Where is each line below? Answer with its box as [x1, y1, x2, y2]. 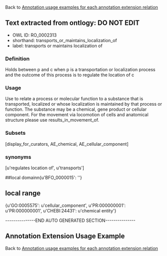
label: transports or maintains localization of [12, 43, 103, 49]
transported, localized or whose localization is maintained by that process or [5, 101, 162, 107]
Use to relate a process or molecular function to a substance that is [5, 96, 144, 102]
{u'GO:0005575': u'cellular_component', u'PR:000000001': [5, 202, 126, 208]
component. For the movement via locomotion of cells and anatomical [5, 112, 149, 118]
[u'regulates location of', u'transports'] [5, 165, 85, 171]
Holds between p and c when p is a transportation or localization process [5, 67, 156, 73]
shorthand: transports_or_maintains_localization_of [12, 37, 117, 43]
